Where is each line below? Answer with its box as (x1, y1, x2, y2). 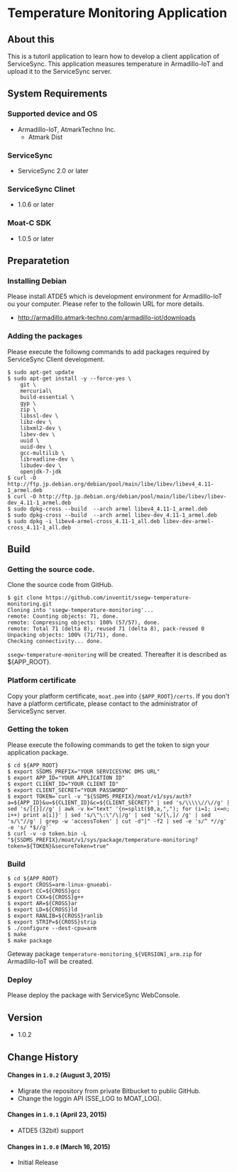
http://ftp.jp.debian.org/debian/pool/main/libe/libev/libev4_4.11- (7, 481, 214, 488)
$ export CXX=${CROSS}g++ (7, 894, 84, 901)
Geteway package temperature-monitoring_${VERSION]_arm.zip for (7, 950, 202, 958)
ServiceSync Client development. (7, 355, 105, 363)
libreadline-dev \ (20, 456, 75, 463)
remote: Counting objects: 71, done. (7, 613, 119, 620)
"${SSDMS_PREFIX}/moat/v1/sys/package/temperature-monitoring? (7, 836, 199, 843)
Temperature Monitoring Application (7, 5, 228, 21)
